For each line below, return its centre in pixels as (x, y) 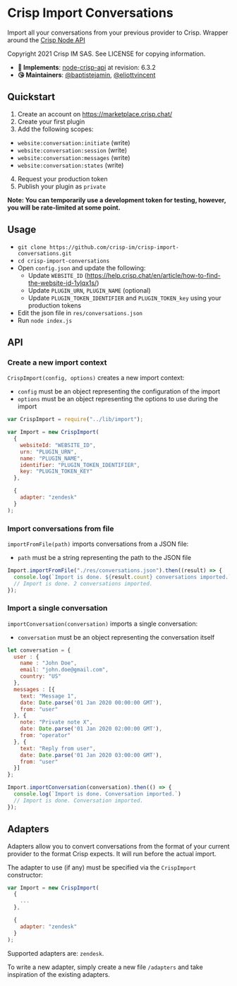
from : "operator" (45, 736)
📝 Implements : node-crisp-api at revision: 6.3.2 (87, 67)
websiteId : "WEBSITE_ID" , (58, 445)
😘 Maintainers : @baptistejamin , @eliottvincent (86, 75)
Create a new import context (57, 363)
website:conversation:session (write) (72, 150)
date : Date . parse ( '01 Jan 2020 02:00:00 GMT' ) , (91, 729)
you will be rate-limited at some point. (64, 207)
